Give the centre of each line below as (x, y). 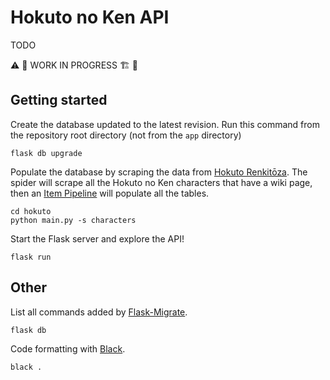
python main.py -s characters (73, 220)
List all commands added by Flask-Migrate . (99, 312)
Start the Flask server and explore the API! (97, 238)
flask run (31, 257)
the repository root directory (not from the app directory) (126, 135)
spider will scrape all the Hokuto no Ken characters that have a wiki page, (161, 182)
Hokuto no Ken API (90, 17)
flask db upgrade (46, 153)
